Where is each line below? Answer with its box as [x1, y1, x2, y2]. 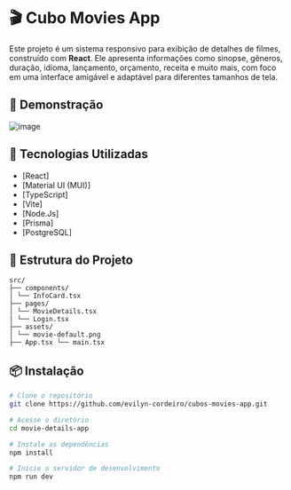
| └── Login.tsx [9, 315, 69, 324]
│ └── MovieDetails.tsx [9, 307, 98, 316]
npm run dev [9, 472, 53, 481]
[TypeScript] [21, 189, 68, 200]
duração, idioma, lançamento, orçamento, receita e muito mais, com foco [9, 62, 277, 73]
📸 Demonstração [9, 98, 104, 113]
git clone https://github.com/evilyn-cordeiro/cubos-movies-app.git [9, 399, 268, 409]
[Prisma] [21, 217, 54, 228]
